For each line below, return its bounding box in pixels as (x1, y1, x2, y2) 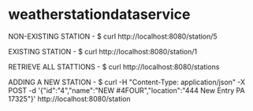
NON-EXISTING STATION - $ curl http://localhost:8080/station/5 (8, 31, 218, 41)
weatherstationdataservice (8, 6, 191, 24)
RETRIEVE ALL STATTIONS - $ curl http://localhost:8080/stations (8, 61, 220, 72)
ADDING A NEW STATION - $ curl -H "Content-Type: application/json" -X (8, 77, 246, 87)
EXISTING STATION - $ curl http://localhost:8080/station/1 (8, 46, 198, 56)
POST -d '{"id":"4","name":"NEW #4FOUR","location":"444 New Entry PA (8, 85, 246, 95)
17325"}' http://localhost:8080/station (8, 94, 132, 103)
